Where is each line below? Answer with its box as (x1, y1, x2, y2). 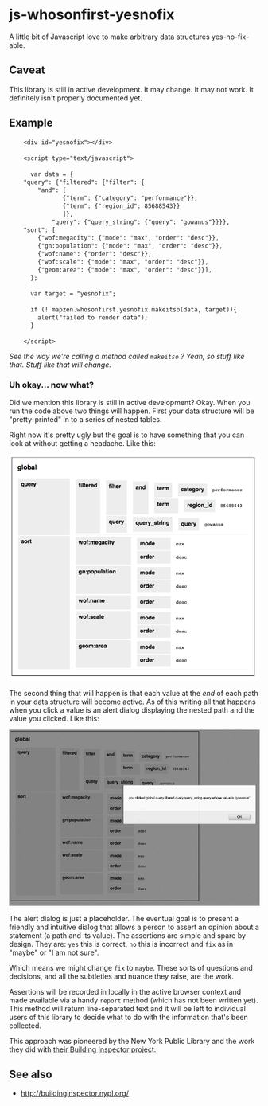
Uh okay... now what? (9, 380, 95, 391)
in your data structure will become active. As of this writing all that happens (9, 697, 257, 706)
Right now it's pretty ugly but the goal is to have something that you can (9, 430, 245, 440)
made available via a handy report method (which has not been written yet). (9, 995, 258, 1005)
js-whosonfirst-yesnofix (9, 6, 175, 24)
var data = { (29, 170, 74, 178)
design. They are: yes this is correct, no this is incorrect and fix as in (9, 939, 234, 948)
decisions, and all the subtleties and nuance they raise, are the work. (9, 971, 234, 981)
